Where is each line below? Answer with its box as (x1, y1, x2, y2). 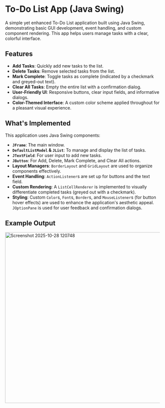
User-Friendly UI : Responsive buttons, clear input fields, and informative (12, 89, 160, 95)
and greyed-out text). (12, 78, 55, 84)
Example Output (5, 219, 55, 227)
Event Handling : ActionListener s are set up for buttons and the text (12, 173, 150, 179)
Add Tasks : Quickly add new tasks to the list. (12, 63, 104, 69)
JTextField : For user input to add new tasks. (12, 152, 102, 158)
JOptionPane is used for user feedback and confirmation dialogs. (12, 205, 142, 211)
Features (5, 50, 33, 58)
